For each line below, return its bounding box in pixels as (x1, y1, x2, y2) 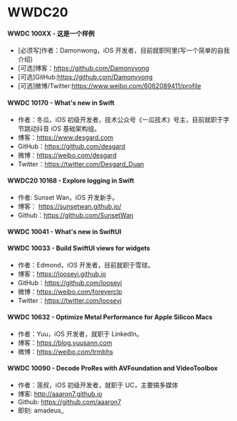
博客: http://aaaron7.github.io (17, 390, 102, 398)
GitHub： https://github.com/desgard (17, 142, 126, 150)
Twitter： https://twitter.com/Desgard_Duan (17, 159, 144, 168)
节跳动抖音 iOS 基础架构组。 (17, 124, 101, 132)
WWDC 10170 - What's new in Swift (7, 98, 115, 107)
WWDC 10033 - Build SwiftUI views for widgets (7, 243, 151, 252)
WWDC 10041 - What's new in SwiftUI (7, 228, 122, 236)
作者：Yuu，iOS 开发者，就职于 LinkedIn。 (17, 329, 143, 338)
